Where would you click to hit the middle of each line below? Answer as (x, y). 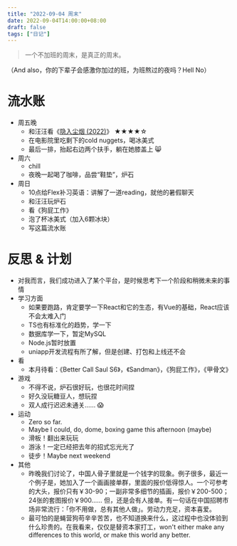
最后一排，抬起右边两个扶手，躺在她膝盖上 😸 (95, 149)
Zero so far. (45, 422)
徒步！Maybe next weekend (69, 456)
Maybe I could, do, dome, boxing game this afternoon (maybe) (120, 430)
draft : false (27, 27)
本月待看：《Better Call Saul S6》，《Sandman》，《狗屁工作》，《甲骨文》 (130, 369)
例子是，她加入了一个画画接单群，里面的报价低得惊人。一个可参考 (131, 483)
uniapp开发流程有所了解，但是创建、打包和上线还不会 (107, 352)
